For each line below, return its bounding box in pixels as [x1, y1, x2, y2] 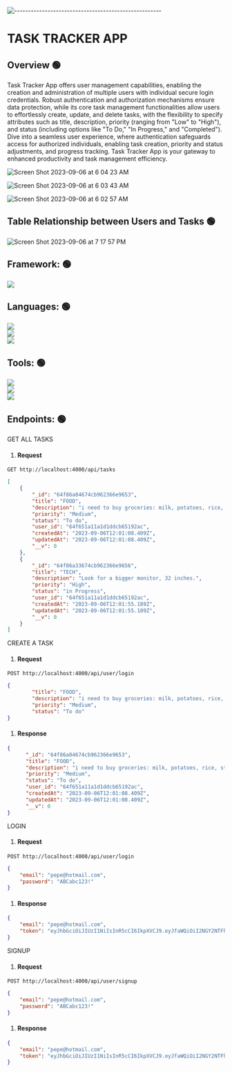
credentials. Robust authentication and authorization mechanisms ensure [7, 96, 215, 104]
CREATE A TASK [7, 639, 54, 647]
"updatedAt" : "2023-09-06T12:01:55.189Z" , [32, 607, 156, 614]
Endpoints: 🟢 [7, 413, 67, 425]
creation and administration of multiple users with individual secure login [7, 89, 214, 96]
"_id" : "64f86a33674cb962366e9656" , [32, 562, 137, 569]
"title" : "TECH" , [32, 569, 81, 575]
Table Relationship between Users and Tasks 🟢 [7, 215, 216, 228]
